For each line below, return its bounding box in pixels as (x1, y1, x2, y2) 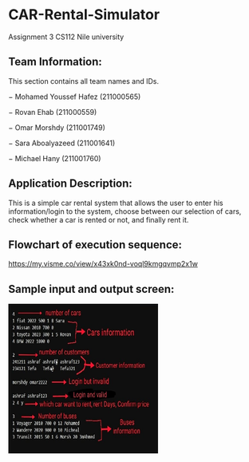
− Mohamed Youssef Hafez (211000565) (8, 92, 141, 101)
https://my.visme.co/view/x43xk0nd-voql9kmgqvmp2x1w (8, 259, 198, 269)
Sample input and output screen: (8, 282, 175, 296)
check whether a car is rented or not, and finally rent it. (8, 215, 189, 224)
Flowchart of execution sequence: (8, 238, 182, 251)
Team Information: (8, 55, 102, 69)
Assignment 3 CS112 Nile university (8, 32, 125, 41)
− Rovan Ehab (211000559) (8, 107, 97, 116)
